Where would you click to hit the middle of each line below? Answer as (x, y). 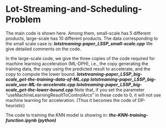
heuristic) (15, 105)
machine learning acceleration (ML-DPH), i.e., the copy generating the (77, 64)
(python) (47, 120)
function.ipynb (21, 120)
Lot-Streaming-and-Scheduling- (74, 9)
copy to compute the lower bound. (41, 74)
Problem (23, 19)
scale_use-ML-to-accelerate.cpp (41, 84)
